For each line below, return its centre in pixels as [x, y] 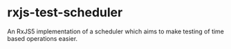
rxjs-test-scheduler [65, 13]
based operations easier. [43, 38]
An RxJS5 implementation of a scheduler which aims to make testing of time [116, 31]
